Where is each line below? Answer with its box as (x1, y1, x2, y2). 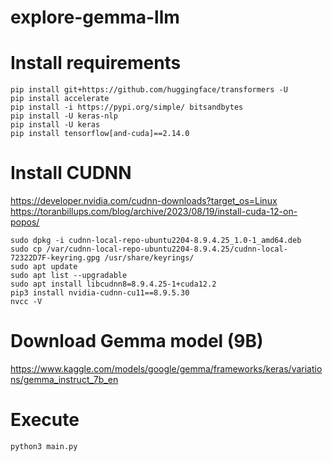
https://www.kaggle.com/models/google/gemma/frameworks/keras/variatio (10, 363, 323, 375)
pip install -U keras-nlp (10, 111, 118, 121)
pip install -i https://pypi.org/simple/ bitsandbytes (10, 102, 244, 113)
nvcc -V (10, 297, 43, 307)
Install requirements (10, 52, 182, 75)
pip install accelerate (10, 94, 110, 104)
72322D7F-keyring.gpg (10, 253, 101, 263)
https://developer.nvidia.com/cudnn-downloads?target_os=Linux (10, 195, 278, 207)
